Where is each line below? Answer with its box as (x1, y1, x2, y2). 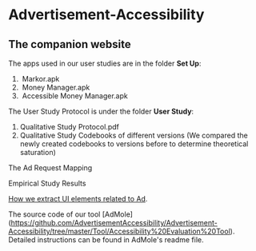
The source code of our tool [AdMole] (8, 209, 134, 219)
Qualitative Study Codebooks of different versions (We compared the (19, 130, 248, 140)
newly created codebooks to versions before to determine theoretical (19, 139, 249, 149)
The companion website (8, 38, 132, 51)
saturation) (19, 148, 56, 157)
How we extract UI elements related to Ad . (8, 194, 148, 203)
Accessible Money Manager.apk (22, 91, 128, 101)
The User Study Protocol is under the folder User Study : (8, 106, 194, 116)
